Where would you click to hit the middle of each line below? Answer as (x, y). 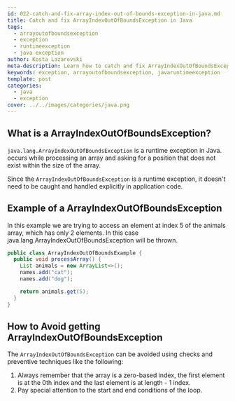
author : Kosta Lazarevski (45, 60)
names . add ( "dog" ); (47, 279)
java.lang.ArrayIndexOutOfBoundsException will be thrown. (93, 240)
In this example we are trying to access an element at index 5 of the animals (116, 225)
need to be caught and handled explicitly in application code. (95, 186)
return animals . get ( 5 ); (55, 292)
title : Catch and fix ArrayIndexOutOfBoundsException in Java (100, 20)
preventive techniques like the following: (65, 362)
